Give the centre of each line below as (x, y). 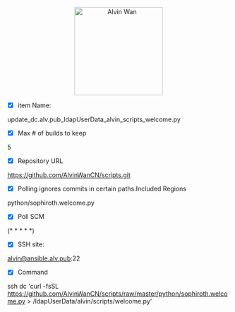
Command (32, 272)
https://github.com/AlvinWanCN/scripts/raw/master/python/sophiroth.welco (117, 294)
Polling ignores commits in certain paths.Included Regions (102, 189)
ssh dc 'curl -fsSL (33, 287)
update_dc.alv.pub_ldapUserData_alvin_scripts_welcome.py (94, 119)
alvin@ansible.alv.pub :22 (44, 258)
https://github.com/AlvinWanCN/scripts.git (69, 175)
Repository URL (40, 161)
